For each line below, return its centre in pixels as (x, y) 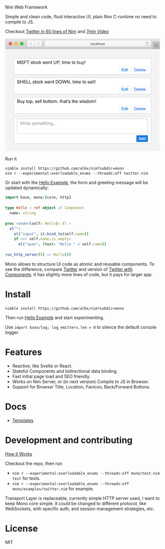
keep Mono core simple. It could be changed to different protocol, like (76, 503)
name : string (23, 213)
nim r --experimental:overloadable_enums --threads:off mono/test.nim (86, 473)
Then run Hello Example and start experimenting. (55, 318)
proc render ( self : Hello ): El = (38, 224)
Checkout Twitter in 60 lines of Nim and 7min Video (57, 31)
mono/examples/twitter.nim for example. (53, 488)
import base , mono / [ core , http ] (38, 197)
